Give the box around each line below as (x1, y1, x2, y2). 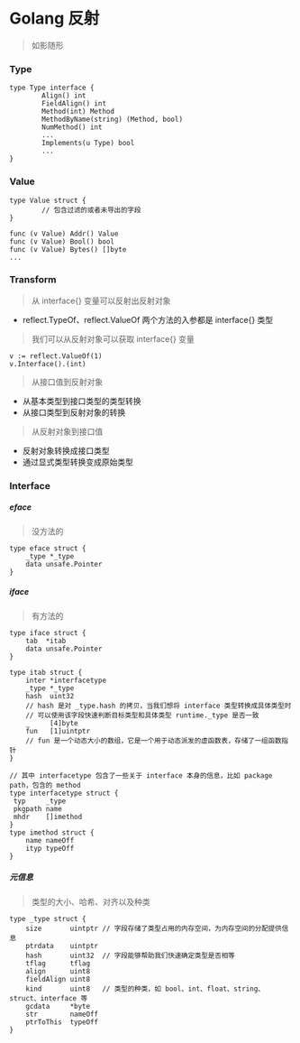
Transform (9, 273, 57, 286)
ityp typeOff (25, 844, 75, 853)
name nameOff (25, 835, 75, 845)
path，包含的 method (9, 780, 81, 789)
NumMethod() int (41, 123, 103, 132)
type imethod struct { (9, 827, 95, 837)
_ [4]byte (25, 718, 78, 727)
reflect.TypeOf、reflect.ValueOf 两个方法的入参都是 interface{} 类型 (22, 314, 274, 325)
